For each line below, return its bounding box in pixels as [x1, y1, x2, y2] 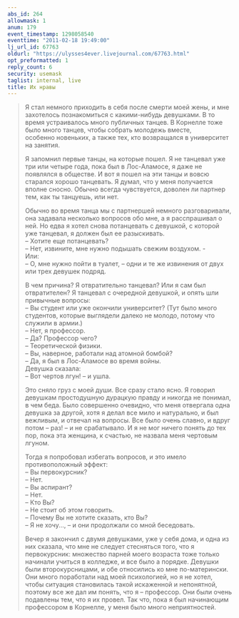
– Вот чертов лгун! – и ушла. [24, 372, 111, 380]
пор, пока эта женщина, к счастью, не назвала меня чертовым [24, 431, 218, 440]
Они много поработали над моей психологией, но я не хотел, [24, 572, 213, 582]
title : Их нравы [7, 83, 56, 91]
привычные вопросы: [24, 296, 91, 305]
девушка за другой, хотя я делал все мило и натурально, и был [24, 408, 219, 417]
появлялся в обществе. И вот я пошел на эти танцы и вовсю [24, 170, 210, 178]
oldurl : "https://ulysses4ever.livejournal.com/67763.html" [7, 51, 190, 58]
